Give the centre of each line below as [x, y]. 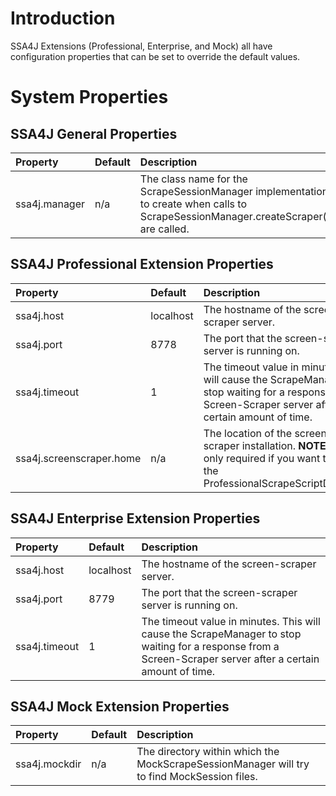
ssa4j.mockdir [48, 764]
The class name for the [193, 179]
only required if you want [262, 458]
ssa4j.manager [50, 204]
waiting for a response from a [210, 646]
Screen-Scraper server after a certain [230, 659]
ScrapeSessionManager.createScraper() [235, 216]
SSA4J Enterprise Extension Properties [135, 518]
